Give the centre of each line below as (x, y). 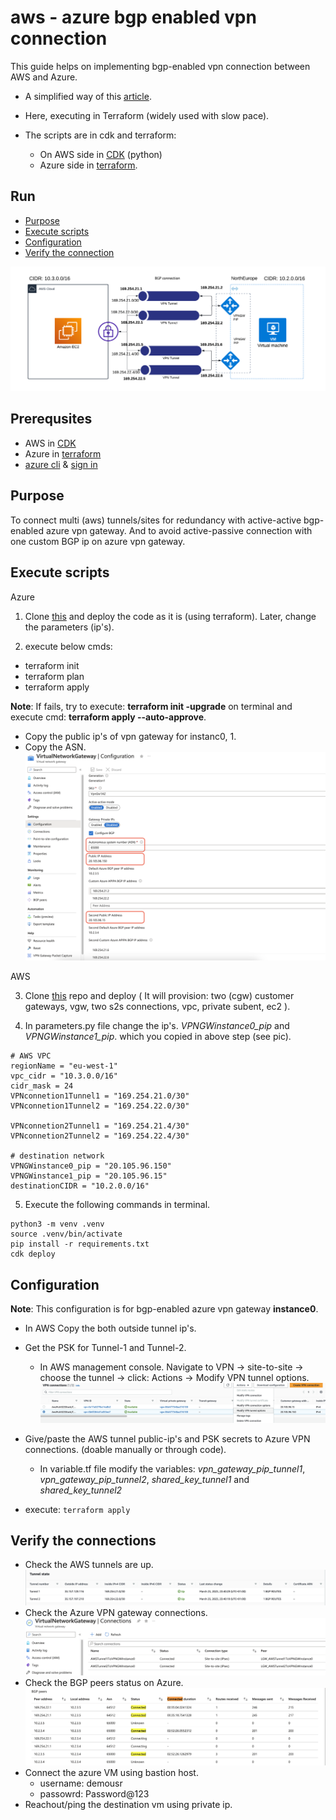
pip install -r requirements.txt (80, 1244)
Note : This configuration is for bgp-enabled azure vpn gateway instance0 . (164, 1309)
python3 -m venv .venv (57, 1224)
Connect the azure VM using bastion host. (111, 1772)
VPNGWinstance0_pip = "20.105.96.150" (91, 1166)
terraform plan (54, 676)
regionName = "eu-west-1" (64, 1066)
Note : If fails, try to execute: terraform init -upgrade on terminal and (151, 706)
